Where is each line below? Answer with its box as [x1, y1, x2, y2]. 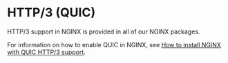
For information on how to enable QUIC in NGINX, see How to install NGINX [7, 40, 221, 49]
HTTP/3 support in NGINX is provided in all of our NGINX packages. [7, 27, 200, 36]
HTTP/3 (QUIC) [7, 5, 95, 21]
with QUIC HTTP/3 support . [7, 48, 86, 56]
